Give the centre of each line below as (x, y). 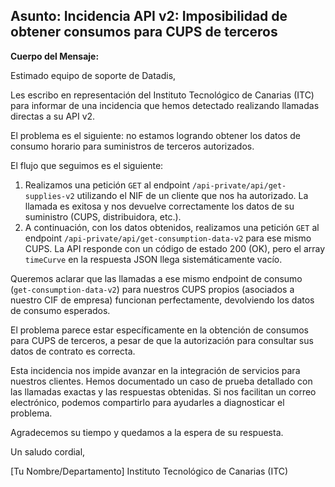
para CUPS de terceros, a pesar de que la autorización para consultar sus (162, 340)
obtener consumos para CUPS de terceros (144, 32)
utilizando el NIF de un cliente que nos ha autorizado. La (192, 195)
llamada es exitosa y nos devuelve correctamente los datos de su (159, 206)
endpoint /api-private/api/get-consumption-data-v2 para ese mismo (168, 238)
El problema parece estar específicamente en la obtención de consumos (160, 330)
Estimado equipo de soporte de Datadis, (93, 75)
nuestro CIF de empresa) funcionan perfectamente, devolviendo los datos (162, 300)
